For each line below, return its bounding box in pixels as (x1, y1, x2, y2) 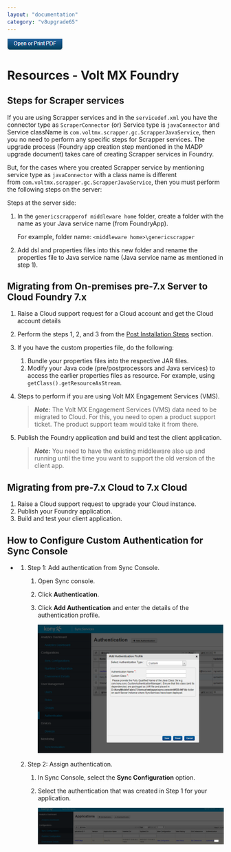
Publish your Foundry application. (16, 507, 113, 516)
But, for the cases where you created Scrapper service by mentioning (7, 163, 205, 172)
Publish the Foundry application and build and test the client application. (16, 434, 222, 442)
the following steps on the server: (7, 185, 102, 193)
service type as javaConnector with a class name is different (7, 170, 177, 179)
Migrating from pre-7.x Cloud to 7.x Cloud (7, 481, 188, 493)
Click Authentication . (37, 590, 100, 598)
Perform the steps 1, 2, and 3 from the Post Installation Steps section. (16, 330, 214, 338)
